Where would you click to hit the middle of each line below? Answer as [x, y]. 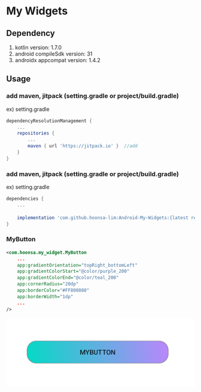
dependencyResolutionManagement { [49, 121]
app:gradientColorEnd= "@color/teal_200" [68, 278]
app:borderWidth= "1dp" [45, 297]
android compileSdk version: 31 [54, 54]
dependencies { [25, 199]
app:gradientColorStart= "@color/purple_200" [73, 271]
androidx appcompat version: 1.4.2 [57, 60]
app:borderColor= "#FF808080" [53, 291]
